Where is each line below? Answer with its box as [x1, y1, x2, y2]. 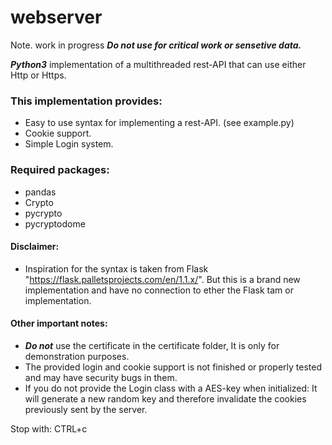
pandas [24, 186, 57, 198]
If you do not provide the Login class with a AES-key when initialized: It [24, 382, 318, 394]
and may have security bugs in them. [24, 371, 178, 383]
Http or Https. [10, 69, 67, 81]
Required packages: [10, 163, 110, 177]
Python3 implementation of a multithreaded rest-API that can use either [10, 58, 307, 70]
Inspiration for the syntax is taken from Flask [24, 262, 209, 275]
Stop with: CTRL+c [10, 422, 88, 435]
